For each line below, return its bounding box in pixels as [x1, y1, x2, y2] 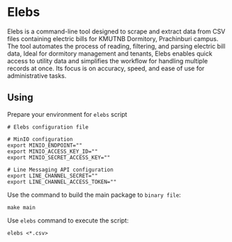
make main [7, 204, 36, 211]
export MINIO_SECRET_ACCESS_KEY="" [7, 154, 111, 161]
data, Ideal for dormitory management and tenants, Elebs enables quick [7, 49, 212, 58]
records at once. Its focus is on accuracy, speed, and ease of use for [7, 64, 205, 72]
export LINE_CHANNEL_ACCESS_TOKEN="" [7, 178, 117, 185]
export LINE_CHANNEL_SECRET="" [7, 172, 98, 179]
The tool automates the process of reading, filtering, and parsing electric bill [7, 42, 226, 50]
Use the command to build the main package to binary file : [7, 191, 181, 199]
